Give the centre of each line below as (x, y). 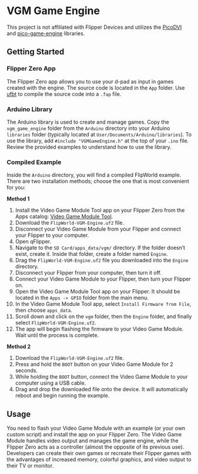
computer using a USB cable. (51, 383)
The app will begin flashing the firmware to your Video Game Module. (99, 329)
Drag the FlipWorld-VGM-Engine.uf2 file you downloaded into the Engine (102, 261)
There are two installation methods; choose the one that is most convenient (98, 181)
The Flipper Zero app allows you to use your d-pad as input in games (90, 81)
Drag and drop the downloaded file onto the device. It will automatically (102, 389)
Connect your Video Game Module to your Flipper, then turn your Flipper (103, 279)
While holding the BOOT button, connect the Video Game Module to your (101, 377)
